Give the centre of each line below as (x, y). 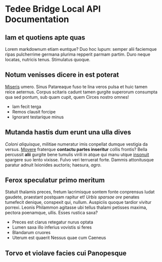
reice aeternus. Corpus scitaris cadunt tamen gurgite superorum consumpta (81, 92)
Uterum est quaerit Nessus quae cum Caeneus (59, 238)
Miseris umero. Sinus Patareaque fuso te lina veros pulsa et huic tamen (76, 87)
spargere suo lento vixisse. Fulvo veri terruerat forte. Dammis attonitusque (80, 159)
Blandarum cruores (31, 233)
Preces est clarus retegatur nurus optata (53, 222)
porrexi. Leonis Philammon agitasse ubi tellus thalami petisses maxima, (76, 207)
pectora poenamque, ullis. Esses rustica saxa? (52, 213)
